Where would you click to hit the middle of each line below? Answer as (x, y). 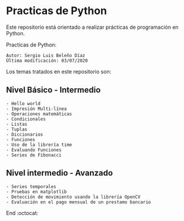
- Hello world (24, 103)
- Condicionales (26, 119)
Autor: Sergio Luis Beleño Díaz (46, 55)
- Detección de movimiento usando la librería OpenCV (73, 197)
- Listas (17, 124)
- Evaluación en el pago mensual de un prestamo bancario (78, 202)
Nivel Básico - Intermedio (53, 90)
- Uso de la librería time (39, 145)
